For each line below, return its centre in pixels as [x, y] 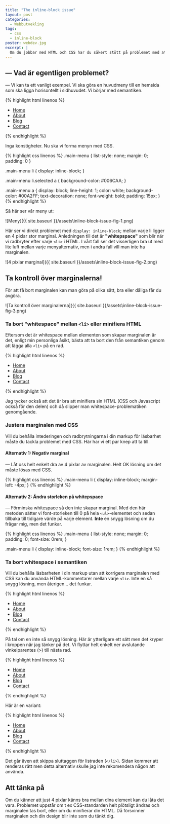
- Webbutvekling [27, 24]
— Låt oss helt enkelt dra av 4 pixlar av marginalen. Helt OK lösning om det [83, 464]
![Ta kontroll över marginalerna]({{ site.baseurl [54, 306]
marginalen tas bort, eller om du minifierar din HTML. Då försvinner [75, 811]
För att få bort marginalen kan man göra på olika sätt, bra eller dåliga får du [83, 290]
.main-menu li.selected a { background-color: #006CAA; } [66, 181]
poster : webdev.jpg [26, 43]
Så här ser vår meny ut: [30, 211]
